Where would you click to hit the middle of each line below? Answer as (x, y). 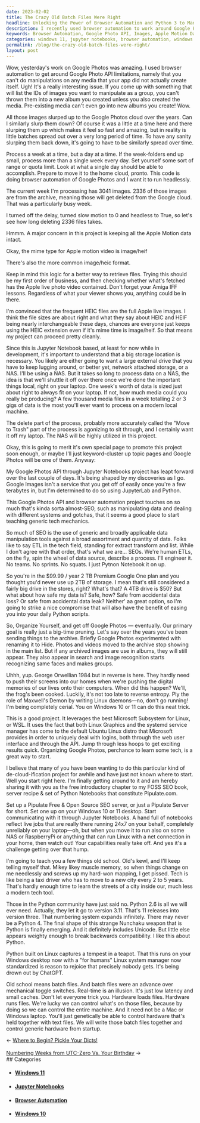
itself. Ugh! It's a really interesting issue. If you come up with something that (99, 87)
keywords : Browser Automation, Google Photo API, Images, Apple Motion (97, 34)
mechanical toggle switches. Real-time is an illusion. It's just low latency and (100, 991)
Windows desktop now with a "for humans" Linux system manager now (94, 960)
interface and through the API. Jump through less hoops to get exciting (93, 743)
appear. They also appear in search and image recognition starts (85, 657)
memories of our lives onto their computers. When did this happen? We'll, (96, 687)
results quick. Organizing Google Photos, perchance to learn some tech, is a (99, 750)
